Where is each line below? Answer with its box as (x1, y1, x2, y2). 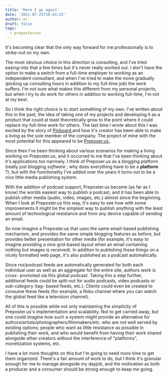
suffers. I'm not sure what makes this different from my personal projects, (5, 86, 156, 91)
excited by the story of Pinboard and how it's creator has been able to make (5, 127, 161, 133)
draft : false (5, 21, 32, 26)
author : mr (5, 16, 28, 21)
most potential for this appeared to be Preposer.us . (5, 138, 111, 144)
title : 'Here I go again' (5, 7, 59, 12)
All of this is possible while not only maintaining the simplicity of (5, 303, 137, 309)
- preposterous (9, 30, 41, 35)
